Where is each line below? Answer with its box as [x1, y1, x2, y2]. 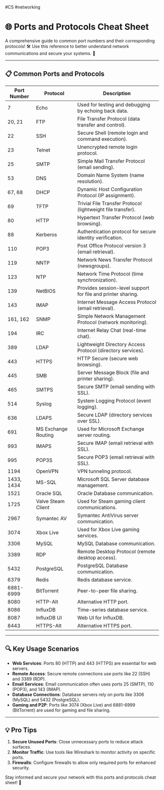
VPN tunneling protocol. [77, 468, 132, 475]
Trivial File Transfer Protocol [77, 200, 142, 206]
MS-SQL [36, 479, 57, 485]
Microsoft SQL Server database [77, 476, 150, 483]
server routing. [77, 432, 111, 438]
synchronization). [77, 277, 118, 283]
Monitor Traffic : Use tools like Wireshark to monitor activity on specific [12, 749, 156, 755]
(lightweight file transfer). [77, 206, 136, 213]
